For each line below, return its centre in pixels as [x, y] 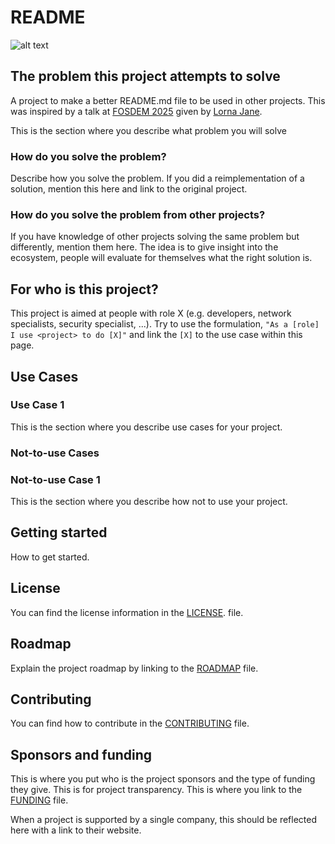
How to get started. [50, 557]
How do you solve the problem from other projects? [138, 214]
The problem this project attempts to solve [145, 76]
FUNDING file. [39, 800]
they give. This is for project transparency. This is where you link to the [156, 790]
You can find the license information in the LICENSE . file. [127, 612]
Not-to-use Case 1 [55, 479]
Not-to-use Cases [55, 453]
